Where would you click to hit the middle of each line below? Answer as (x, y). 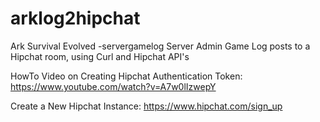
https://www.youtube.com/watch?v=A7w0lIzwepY (113, 86)
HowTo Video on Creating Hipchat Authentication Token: (126, 76)
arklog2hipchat (75, 18)
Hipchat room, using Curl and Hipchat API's (100, 56)
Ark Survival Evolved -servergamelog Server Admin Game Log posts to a (160, 46)
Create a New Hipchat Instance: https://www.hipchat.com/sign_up (146, 106)
